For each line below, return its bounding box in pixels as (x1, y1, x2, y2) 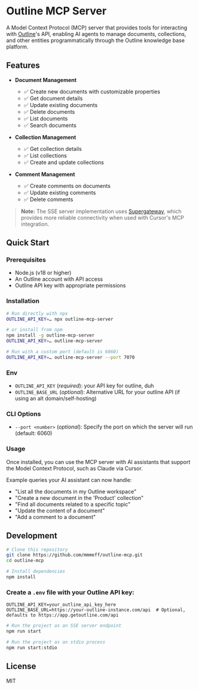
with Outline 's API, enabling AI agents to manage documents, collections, (6, 30, 186, 37)
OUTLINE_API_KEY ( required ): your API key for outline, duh (14, 382, 154, 390)
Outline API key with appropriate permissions (14, 282, 126, 289)
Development (6, 531, 58, 541)
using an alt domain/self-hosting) (14, 395, 97, 402)
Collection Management (14, 133, 76, 141)
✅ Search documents (23, 122, 76, 129)
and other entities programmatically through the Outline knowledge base (6, 37, 185, 44)
